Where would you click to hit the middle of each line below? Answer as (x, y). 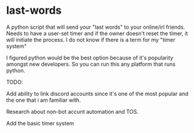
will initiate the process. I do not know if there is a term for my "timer (91, 40)
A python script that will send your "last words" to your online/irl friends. (95, 27)
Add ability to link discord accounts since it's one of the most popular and (97, 93)
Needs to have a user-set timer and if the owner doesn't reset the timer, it (97, 33)
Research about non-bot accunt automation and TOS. (72, 111)
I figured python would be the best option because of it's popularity (90, 58)
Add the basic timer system (40, 123)
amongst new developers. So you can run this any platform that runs (91, 64)
